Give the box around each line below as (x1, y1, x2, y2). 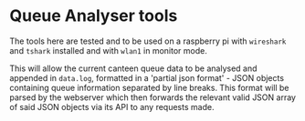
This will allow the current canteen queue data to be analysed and (9, 63, 258, 74)
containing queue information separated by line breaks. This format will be (9, 82, 289, 93)
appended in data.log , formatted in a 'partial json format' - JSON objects (9, 72, 285, 83)
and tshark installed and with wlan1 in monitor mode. (9, 45, 207, 55)
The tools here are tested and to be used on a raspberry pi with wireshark (9, 35, 287, 46)
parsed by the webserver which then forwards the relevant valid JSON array (9, 92, 297, 103)
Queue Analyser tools (9, 5, 178, 26)
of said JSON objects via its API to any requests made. (9, 101, 215, 112)
